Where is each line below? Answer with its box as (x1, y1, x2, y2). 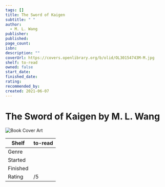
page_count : (5, 41, 31, 46)
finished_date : (5, 74, 38, 79)
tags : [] (5, 7, 24, 13)
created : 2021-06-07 (5, 88, 50, 94)
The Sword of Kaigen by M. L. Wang (5, 111, 160, 122)
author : (5, 22, 22, 27)
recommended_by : (5, 84, 40, 89)
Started (8, 157, 26, 164)
